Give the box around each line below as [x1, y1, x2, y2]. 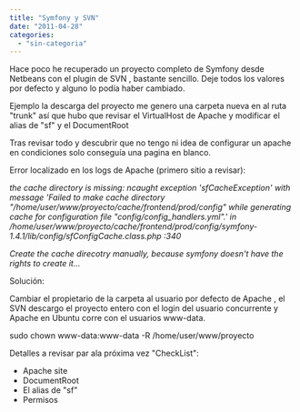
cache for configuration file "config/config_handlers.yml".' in [9, 211, 237, 223]
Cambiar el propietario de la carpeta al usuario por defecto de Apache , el [9, 293, 285, 305]
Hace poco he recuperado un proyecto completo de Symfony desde [9, 64, 265, 75]
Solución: [9, 276, 45, 286]
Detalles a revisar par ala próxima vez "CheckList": [9, 347, 200, 359]
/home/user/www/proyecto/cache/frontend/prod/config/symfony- [9, 221, 257, 232]
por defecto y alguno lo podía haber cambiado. [9, 83, 185, 94]
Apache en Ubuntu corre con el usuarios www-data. [9, 313, 206, 324]
